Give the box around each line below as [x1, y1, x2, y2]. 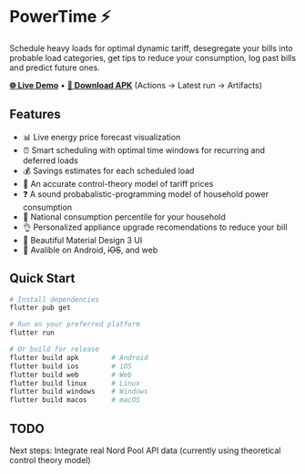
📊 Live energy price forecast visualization [22, 131, 181, 142]
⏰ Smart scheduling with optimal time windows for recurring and [22, 144, 266, 155]
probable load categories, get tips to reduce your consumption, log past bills [9, 52, 297, 63]
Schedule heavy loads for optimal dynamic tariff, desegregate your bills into [9, 42, 293, 54]
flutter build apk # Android [9, 353, 148, 362]
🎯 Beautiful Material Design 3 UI [22, 234, 143, 245]
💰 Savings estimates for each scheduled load [22, 165, 195, 176]
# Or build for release [9, 345, 100, 355]
